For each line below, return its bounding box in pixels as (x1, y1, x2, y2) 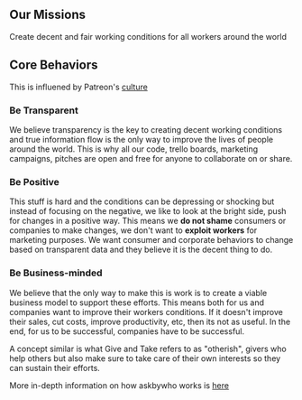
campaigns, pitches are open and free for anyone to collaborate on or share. (9, 153, 293, 163)
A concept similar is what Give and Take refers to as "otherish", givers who (9, 343, 287, 354)
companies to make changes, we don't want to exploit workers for (9, 225, 258, 236)
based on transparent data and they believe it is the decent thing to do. (9, 244, 273, 256)
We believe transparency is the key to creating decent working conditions (9, 124, 282, 135)
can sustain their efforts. (9, 362, 101, 373)
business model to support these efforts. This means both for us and (9, 297, 264, 308)
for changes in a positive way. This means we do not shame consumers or (9, 216, 287, 227)
